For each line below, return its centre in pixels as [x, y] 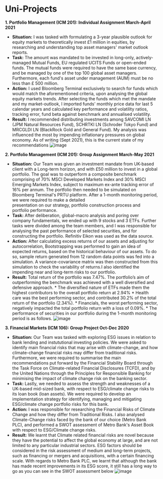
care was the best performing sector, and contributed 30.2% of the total [84, 298]
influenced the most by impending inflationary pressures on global [78, 135]
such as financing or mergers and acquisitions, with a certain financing [83, 455]
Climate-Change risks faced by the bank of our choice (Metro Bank [79, 419]
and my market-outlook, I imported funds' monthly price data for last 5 [82, 104]
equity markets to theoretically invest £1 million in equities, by [73, 42]
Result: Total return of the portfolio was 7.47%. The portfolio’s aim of [81, 277]
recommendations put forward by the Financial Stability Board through [82, 363]
